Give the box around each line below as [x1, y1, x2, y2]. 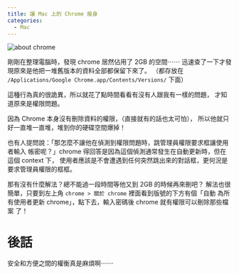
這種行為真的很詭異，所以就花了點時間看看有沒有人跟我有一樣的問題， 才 [7, 90, 221, 99]
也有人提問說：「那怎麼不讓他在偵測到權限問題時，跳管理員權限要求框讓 [7, 138, 216, 147]
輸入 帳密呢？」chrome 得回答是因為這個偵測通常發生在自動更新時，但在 [13, 147, 227, 156]
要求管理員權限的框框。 [7, 165, 76, 174]
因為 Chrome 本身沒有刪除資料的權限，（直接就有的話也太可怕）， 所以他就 [7, 114, 223, 123]
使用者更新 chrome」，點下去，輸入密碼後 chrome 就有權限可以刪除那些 [13, 198, 223, 207]
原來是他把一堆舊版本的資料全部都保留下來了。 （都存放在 [13, 67, 184, 75]
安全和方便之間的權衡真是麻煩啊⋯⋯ [7, 259, 114, 268]
